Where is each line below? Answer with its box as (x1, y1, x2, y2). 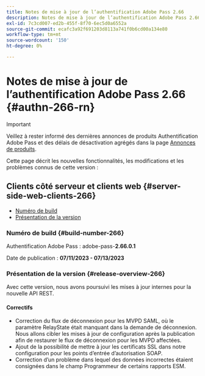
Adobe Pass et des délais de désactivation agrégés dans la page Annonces (6, 138, 196, 146)
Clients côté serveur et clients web (6, 181, 142, 192)
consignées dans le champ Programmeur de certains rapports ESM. (15, 363, 186, 370)
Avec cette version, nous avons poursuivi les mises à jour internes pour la (6, 283, 192, 291)
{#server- (143, 181, 181, 192)
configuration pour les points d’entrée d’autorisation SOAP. (15, 350, 163, 357)
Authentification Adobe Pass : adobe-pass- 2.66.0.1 (6, 242, 136, 250)
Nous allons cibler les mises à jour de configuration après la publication (15, 330, 195, 338)
